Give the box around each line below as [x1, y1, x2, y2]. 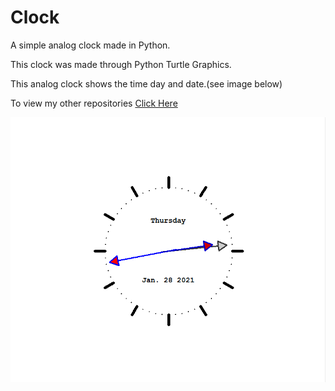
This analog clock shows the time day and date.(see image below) [10, 77, 283, 90]
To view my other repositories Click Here [10, 97, 178, 109]
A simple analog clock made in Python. [10, 39, 171, 51]
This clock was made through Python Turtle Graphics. [10, 58, 232, 70]
